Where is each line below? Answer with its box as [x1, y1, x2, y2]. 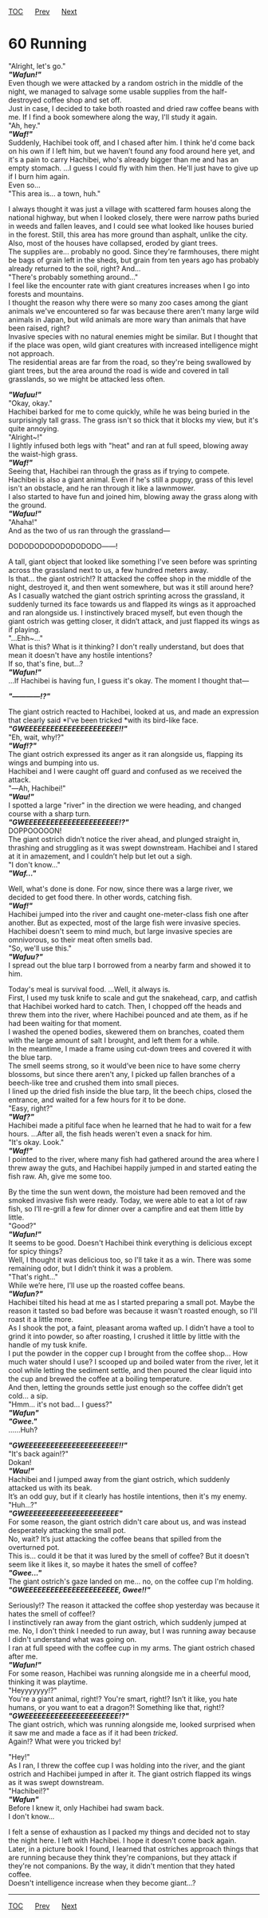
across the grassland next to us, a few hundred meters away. [8, 565, 209, 575]
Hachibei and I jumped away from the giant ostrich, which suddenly [8, 1474, 231, 1484]
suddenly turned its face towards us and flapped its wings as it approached [8, 599, 256, 609]
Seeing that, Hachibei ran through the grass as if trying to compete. [8, 466, 230, 475]
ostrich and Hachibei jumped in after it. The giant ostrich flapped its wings [8, 1768, 252, 1779]
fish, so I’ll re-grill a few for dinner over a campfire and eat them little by [8, 1203, 244, 1213]
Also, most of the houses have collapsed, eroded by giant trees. [8, 238, 218, 247]
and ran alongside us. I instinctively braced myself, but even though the [8, 607, 243, 617]
